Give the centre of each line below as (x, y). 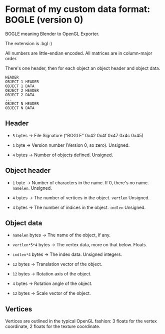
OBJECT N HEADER (22, 104)
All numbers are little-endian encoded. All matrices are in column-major (79, 53)
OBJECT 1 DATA (20, 86)
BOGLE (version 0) (44, 20)
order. (11, 58)
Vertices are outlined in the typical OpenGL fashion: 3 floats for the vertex (81, 321)
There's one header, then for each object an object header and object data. (83, 68)
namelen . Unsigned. (32, 188)
